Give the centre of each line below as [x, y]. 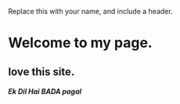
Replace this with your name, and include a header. [91, 11]
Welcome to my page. [80, 43]
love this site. [41, 72]
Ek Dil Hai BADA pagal [45, 91]
